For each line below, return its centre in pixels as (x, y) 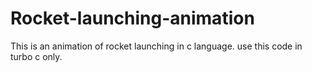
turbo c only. (36, 56)
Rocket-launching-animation (132, 18)
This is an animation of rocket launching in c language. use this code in (156, 46)
